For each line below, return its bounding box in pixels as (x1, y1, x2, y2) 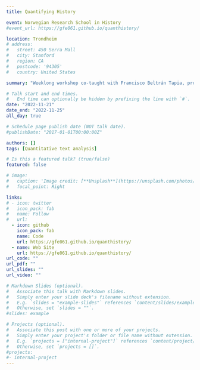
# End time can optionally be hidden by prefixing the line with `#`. (6, 96, 190, 102)
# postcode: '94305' (6, 63, 62, 69)
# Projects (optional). (6, 322, 65, 328)
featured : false (6, 162, 46, 168)
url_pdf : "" (6, 261, 36, 267)
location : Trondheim (6, 36, 58, 42)
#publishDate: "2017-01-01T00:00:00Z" (6, 129, 102, 135)
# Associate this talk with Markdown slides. (6, 288, 127, 294)
